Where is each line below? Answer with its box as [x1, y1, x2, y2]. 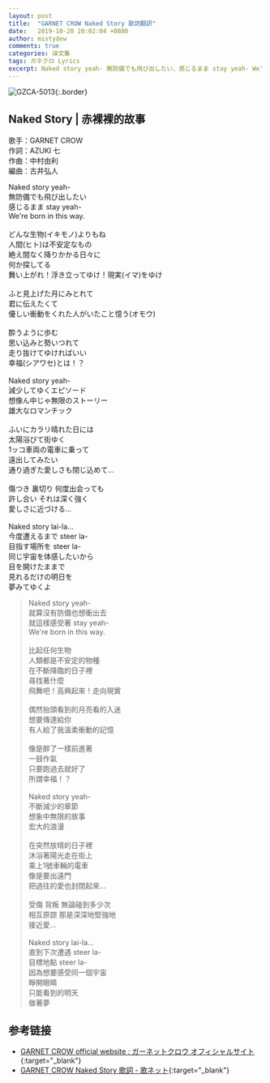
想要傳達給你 [28, 714, 71, 724]
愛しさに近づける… [8, 503, 72, 513]
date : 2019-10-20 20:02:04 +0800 [8, 27, 129, 35]
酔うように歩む [8, 327, 58, 337]
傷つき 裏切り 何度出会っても [8, 483, 105, 493]
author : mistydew [8, 34, 67, 43]
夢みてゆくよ [8, 581, 51, 592]
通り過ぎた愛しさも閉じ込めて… [8, 464, 115, 474]
